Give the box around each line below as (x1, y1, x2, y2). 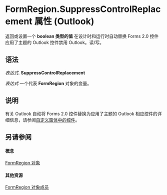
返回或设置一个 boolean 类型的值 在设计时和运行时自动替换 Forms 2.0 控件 (5, 33, 159, 39)
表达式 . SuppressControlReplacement (5, 69, 85, 75)
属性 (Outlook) (34, 16, 94, 27)
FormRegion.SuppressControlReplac (5, 3, 161, 15)
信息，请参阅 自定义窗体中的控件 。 (9, 116, 80, 123)
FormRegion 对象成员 (5, 184, 49, 190)
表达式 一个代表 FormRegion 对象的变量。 (5, 80, 92, 86)
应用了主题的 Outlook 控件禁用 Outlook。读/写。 (5, 39, 104, 45)
